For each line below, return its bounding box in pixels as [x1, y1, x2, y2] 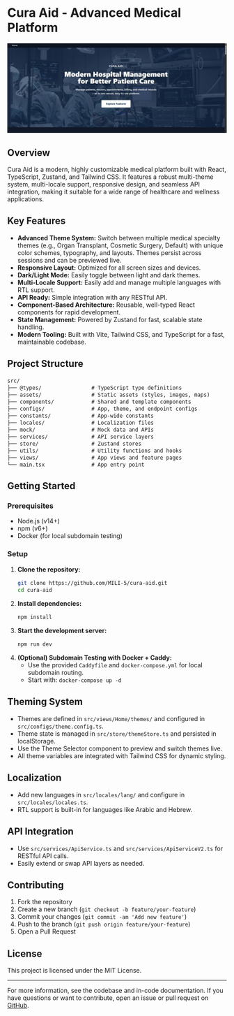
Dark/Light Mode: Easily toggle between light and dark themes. [17, 270, 201, 279]
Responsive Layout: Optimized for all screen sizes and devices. [17, 263, 201, 272]
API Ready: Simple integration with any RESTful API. [17, 293, 168, 301]
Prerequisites [7, 501, 54, 511]
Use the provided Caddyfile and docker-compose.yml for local [27, 661, 203, 669]
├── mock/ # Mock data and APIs [7, 426, 155, 433]
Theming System [7, 696, 84, 708]
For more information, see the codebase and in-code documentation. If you [7, 987, 224, 995]
